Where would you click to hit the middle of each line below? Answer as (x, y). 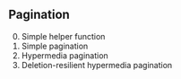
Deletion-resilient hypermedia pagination (97, 65)
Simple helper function (63, 36)
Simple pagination (55, 46)
